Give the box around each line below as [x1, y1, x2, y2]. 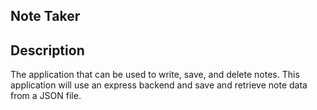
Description [10, 42, 85, 59]
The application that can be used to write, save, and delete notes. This [10, 69, 300, 81]
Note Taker [10, 8, 81, 25]
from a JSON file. [10, 90, 82, 102]
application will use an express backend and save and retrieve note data [10, 79, 308, 91]
